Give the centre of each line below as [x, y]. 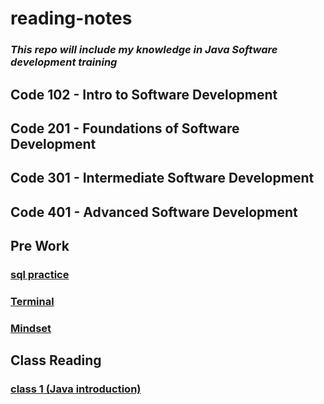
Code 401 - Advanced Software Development [154, 212]
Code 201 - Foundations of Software [125, 128]
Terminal [32, 301]
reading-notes [71, 18]
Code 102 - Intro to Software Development [144, 94]
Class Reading [56, 360]
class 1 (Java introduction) [76, 389]
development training [64, 62]
